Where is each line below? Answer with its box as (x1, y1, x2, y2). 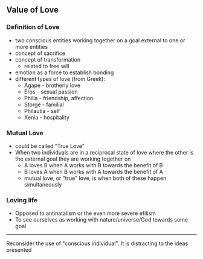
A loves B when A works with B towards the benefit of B (24, 161, 163, 168)
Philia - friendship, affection (24, 94, 94, 101)
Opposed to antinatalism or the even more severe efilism (14, 209, 156, 217)
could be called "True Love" (14, 142, 85, 150)
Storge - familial (24, 101, 65, 108)
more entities (14, 43, 48, 50)
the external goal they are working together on (14, 155, 131, 162)
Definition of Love (6, 23, 60, 31)
